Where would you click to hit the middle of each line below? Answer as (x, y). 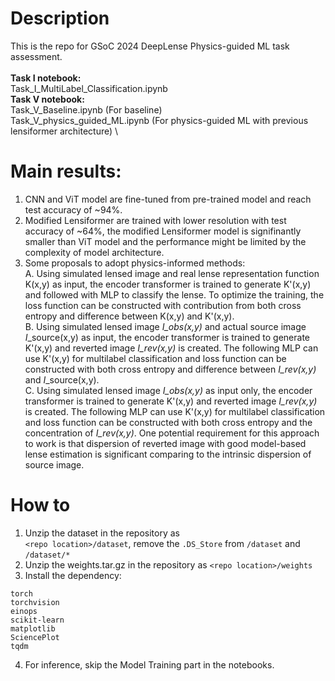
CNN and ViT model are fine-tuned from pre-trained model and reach (168, 199)
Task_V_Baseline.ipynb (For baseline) (86, 109)
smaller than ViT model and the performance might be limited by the (165, 241)
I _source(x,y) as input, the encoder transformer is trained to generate (167, 337)
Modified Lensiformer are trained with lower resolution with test (155, 220)
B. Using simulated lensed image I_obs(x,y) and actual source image (165, 326)
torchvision (35, 602)
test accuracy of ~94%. (73, 209)
